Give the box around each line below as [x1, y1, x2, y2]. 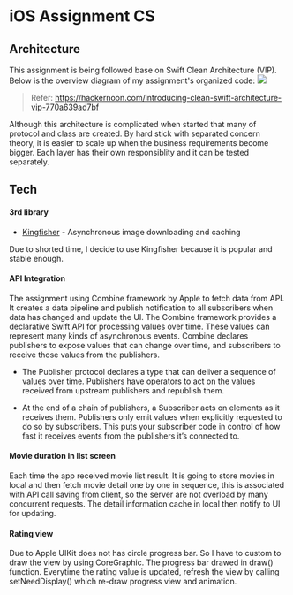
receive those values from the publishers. [9, 349, 161, 360]
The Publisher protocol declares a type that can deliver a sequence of [21, 366, 276, 377]
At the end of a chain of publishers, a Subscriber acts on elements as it [21, 402, 281, 413]
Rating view [9, 528, 54, 538]
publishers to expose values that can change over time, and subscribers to [9, 339, 281, 350]
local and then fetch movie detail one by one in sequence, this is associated [9, 480, 285, 490]
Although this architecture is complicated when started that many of [9, 119, 257, 129]
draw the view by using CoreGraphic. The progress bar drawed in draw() [9, 557, 274, 568]
